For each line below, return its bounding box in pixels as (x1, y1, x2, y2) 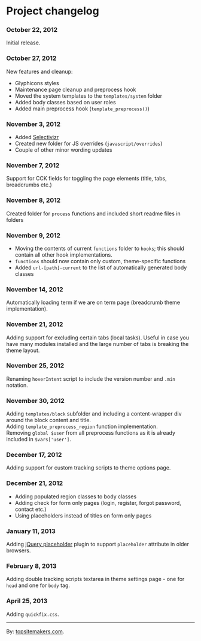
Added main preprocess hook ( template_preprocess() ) (14, 105, 150, 112)
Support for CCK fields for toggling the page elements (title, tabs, (6, 175, 167, 182)
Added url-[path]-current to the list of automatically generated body (14, 264, 187, 271)
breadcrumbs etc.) (6, 181, 52, 188)
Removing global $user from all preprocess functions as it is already (6, 429, 175, 437)
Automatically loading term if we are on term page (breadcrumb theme (6, 299, 181, 306)
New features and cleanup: (6, 68, 73, 75)
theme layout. (6, 347, 40, 354)
